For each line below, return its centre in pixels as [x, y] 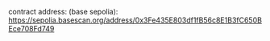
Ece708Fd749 [31, 29]
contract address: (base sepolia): [63, 12]
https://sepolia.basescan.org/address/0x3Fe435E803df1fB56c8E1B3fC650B [135, 20]
